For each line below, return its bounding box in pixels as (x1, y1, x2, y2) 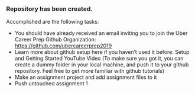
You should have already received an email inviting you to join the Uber (14, 30, 188, 37)
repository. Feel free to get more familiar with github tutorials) (14, 68, 164, 75)
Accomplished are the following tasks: (6, 18, 99, 25)
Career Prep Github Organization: (14, 36, 96, 43)
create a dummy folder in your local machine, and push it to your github (14, 61, 189, 68)
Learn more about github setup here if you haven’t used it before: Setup (14, 49, 190, 56)
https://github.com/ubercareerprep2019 (14, 42, 112, 49)
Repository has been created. (6, 5, 93, 13)
